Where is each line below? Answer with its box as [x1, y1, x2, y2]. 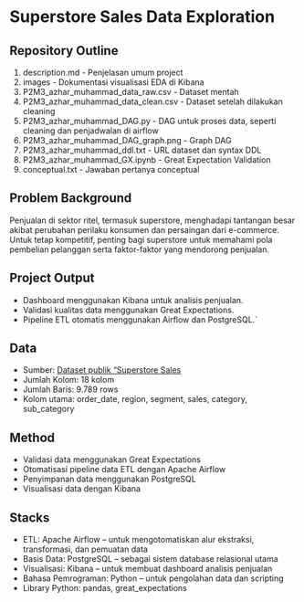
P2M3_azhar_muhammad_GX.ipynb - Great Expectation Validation [22, 154, 271, 165]
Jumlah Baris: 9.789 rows [22, 384, 119, 395]
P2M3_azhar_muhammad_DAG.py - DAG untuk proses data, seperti [22, 116, 277, 126]
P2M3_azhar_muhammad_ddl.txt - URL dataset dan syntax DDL [22, 144, 262, 155]
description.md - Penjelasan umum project [22, 67, 183, 78]
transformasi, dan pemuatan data [22, 544, 149, 554]
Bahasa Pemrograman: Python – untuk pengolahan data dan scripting [22, 573, 285, 584]
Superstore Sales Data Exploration [9, 6, 276, 27]
